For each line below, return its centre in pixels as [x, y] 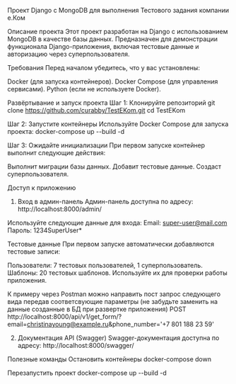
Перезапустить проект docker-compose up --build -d [87, 373]
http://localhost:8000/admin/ [60, 209]
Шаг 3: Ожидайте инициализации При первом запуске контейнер [106, 145]
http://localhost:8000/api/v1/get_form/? [65, 317]
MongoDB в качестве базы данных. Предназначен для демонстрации [112, 39]
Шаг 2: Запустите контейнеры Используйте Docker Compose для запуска [118, 124]
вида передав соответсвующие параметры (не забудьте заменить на [112, 301]
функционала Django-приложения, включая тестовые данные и [103, 46]
